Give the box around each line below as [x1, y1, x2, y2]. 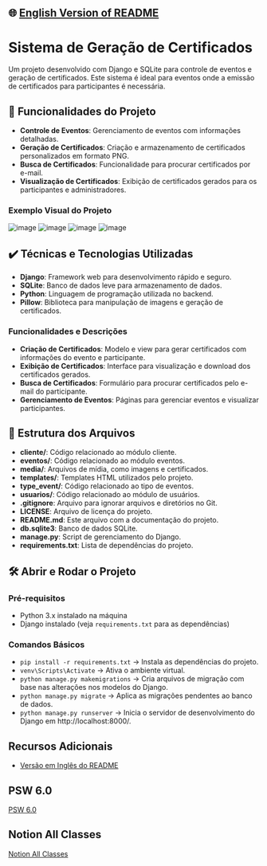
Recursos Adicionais [8, 739, 113, 753]
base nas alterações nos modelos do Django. [19, 683, 169, 692]
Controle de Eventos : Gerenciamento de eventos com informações [19, 126, 241, 135]
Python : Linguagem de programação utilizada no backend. [19, 289, 214, 299]
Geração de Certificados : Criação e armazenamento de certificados [19, 143, 245, 152]
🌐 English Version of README [8, 6, 159, 20]
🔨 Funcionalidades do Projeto [8, 104, 157, 118]
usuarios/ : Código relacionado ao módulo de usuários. [19, 490, 200, 500]
